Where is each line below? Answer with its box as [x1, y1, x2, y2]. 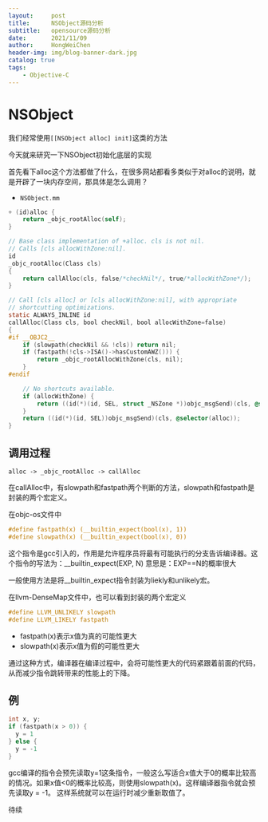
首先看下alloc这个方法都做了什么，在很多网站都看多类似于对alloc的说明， [8, 167, 250, 176]
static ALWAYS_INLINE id [8, 311, 91, 319]
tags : [8, 64, 26, 72]
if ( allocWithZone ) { [22, 392, 94, 400]
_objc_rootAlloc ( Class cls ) [8, 259, 102, 267]
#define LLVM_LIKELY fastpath [8, 615, 109, 623]
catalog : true [8, 57, 56, 65]
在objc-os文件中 [8, 510, 62, 519]
